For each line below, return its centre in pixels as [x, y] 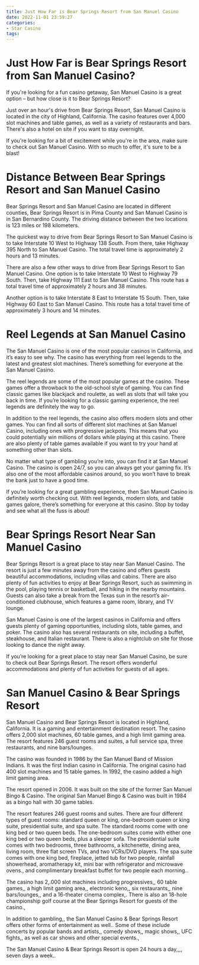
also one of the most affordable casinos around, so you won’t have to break [98, 474]
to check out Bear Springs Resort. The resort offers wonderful [82, 662]
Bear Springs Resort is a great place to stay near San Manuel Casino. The [96, 564]
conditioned [21, 602]
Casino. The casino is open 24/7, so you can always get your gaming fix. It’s [99, 467]
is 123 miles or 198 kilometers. [43, 225]
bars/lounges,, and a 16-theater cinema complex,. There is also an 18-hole [97, 894]
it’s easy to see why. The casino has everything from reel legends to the [94, 357]
